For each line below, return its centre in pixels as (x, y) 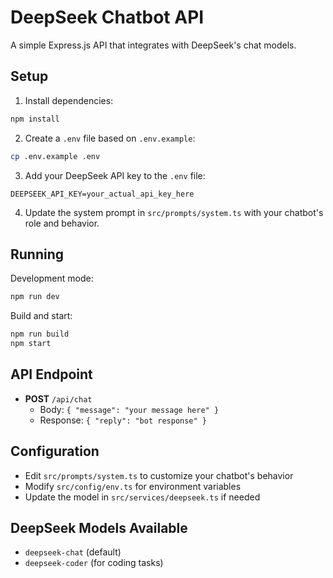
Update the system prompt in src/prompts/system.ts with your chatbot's (174, 212)
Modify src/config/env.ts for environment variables (133, 486)
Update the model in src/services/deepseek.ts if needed (142, 497)
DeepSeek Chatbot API (107, 17)
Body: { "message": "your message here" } (129, 409)
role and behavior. (62, 223)
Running (37, 254)
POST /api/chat (58, 398)
